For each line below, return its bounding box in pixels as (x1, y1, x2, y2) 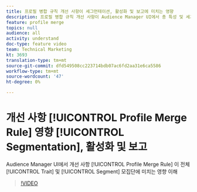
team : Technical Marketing (6, 47, 72, 53)
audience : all (6, 30, 41, 36)
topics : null (6, 25, 38, 31)
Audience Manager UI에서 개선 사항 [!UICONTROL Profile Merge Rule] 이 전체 (6, 160, 191, 167)
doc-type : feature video (6, 41, 67, 47)
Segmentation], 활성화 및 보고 (6, 141, 148, 153)
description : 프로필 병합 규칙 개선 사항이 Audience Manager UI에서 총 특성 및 (6, 14, 184, 20)
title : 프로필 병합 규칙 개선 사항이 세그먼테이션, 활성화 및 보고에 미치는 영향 (6, 8, 174, 15)
